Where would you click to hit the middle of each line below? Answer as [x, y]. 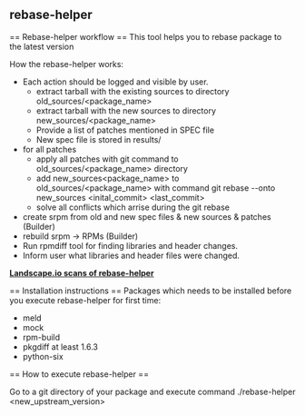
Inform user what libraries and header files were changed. [131, 255]
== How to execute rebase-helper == [79, 374]
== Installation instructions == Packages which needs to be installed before [151, 291]
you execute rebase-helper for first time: [85, 300]
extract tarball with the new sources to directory [126, 110]
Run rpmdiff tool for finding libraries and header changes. [130, 245]
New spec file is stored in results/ [98, 139]
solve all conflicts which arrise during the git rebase [133, 207]
